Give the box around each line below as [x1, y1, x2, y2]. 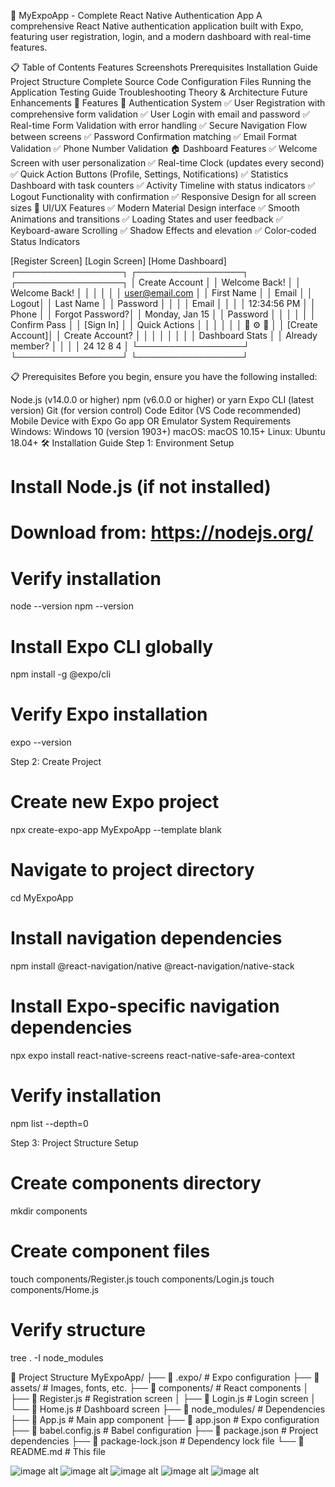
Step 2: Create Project [10, 756, 102, 768]
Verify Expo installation [10, 703, 208, 726]
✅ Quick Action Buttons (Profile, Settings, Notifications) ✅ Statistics [10, 168, 289, 180]
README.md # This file [10, 1445, 107, 1457]
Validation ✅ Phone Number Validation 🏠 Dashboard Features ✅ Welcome [10, 143, 318, 154]
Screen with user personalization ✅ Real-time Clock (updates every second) [10, 157, 325, 169]
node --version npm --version [10, 600, 135, 612]
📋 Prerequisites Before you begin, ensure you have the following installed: [10, 371, 318, 382]
